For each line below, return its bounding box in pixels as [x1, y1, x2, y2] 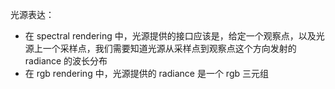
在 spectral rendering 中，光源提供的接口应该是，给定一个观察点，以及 [24, 30, 317, 42]
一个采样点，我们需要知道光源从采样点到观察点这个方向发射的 [42, 43, 297, 54]
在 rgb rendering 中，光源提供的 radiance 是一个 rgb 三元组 [24, 68, 270, 79]
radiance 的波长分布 [24, 55, 108, 67]
